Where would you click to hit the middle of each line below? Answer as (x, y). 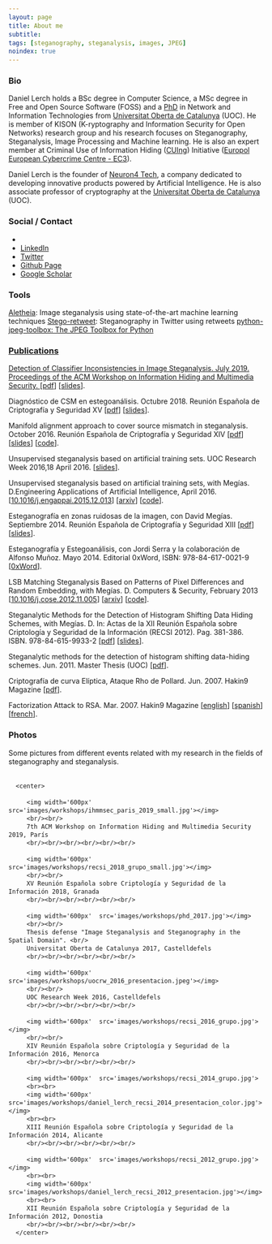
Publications (34, 351)
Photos (23, 735)
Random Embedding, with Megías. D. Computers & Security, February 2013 (134, 591)
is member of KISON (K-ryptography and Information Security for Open (127, 124)
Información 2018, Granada (54, 892)
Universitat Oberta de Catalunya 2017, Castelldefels (119, 948)
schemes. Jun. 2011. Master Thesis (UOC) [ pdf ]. (89, 665)
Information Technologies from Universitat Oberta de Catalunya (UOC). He (132, 116)
